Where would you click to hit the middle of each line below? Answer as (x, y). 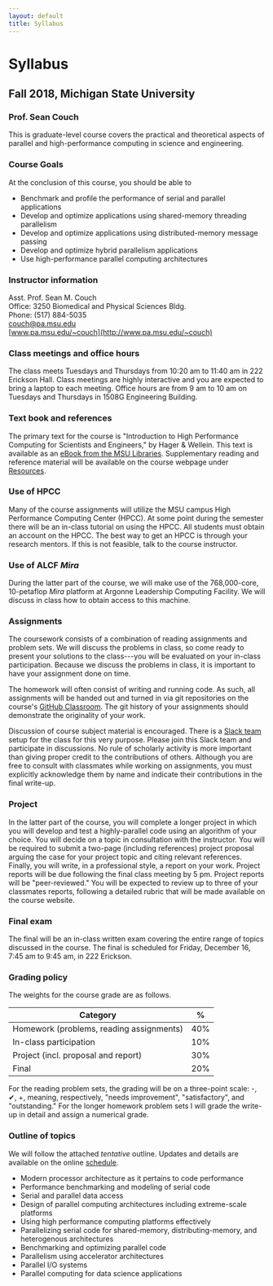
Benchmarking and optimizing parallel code (93, 1247)
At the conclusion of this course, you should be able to (100, 182)
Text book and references (60, 418)
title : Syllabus (36, 24)
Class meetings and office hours (74, 353)
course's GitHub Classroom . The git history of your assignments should (128, 707)
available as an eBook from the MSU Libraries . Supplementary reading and (134, 453)
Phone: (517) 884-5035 (48, 315)
